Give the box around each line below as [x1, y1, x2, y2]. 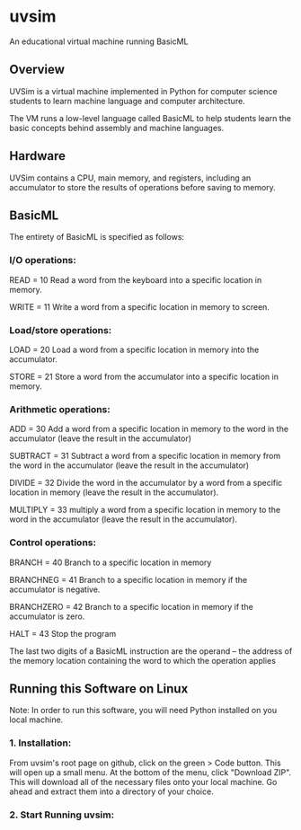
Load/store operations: [9, 323, 112, 336]
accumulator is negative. [9, 584, 101, 595]
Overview [9, 62, 66, 77]
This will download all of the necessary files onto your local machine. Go [9, 776, 278, 787]
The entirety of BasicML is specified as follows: [9, 232, 185, 243]
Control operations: [9, 536, 97, 549]
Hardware [9, 148, 66, 163]
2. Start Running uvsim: [9, 808, 115, 821]
